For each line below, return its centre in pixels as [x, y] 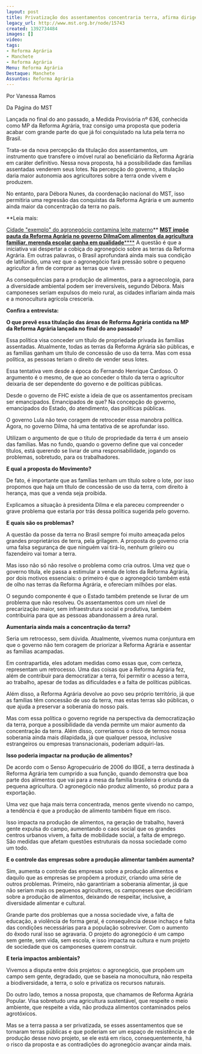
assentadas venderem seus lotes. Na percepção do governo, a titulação [95, 170]
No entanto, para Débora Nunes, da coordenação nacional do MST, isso [95, 194]
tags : [13, 46]
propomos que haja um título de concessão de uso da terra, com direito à [97, 487]
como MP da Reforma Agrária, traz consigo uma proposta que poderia [93, 126]
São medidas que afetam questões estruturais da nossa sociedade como [97, 842]
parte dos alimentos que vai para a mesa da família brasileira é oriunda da [98, 780]
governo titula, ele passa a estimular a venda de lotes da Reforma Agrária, [98, 572]
